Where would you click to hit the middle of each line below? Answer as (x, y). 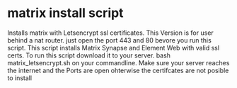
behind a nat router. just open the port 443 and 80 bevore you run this (110, 40)
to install (20, 78)
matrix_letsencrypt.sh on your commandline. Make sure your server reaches (118, 62)
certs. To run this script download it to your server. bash (89, 55)
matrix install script (65, 13)
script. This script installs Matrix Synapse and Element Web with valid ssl (114, 48)
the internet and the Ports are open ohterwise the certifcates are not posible (118, 70)
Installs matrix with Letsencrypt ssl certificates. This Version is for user (110, 33)
